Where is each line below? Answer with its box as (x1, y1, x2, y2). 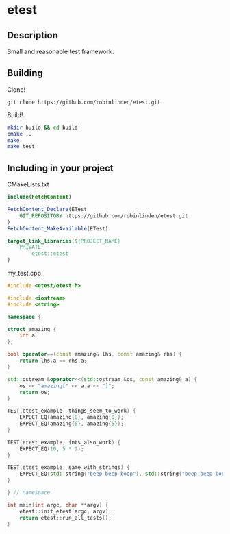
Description (7, 29, 58, 41)
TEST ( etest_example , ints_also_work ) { (7, 439, 121, 446)
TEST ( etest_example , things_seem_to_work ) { (7, 407, 136, 415)
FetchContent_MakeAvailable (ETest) (7, 225, 109, 232)
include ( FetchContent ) (7, 194, 72, 201)
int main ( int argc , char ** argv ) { (7, 501, 109, 509)
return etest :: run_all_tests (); (19, 514, 112, 521)
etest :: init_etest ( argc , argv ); (19, 508, 112, 515)
